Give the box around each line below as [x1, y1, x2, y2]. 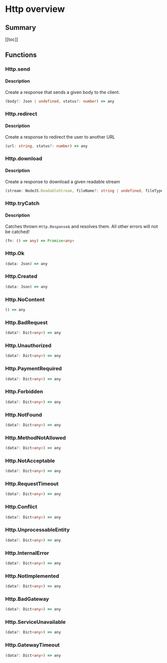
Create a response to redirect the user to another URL [5, 134, 115, 140]
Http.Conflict [5, 503, 37, 510]
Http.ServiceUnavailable [5, 619, 66, 626]
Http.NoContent [5, 296, 45, 303]
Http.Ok [5, 250, 25, 257]
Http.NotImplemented [5, 573, 60, 580]
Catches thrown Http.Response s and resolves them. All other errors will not [5, 223, 158, 229]
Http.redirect [5, 110, 37, 117]
